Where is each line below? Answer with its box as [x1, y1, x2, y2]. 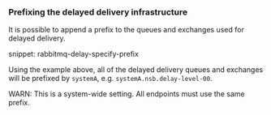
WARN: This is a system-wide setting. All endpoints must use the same [8, 89, 245, 99]
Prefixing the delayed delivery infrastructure [8, 6, 188, 18]
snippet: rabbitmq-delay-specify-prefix [8, 49, 140, 59]
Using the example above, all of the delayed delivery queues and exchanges [8, 65, 264, 75]
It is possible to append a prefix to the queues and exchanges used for [8, 25, 245, 35]
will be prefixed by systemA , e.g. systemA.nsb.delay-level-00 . [8, 74, 213, 83]
